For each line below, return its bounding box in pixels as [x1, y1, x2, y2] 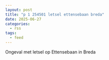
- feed [10, 35, 24, 40]
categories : [5, 21, 30, 26]
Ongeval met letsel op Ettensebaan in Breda [5, 48, 96, 55]
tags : [5, 30, 17, 35]
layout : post [5, 7, 33, 12]
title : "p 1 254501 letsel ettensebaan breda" [5, 12, 104, 17]
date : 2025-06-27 [5, 16, 42, 21]
